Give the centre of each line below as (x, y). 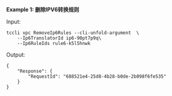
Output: (16, 55)
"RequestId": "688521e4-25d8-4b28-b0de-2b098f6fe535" (97, 77)
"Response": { (35, 71)
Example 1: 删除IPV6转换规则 (43, 9)
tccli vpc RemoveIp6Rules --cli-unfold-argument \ (73, 33)
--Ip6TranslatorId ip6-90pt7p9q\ (59, 38)
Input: (14, 22)
